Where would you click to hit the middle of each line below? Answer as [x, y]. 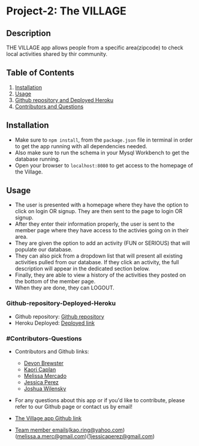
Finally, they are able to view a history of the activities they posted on [100, 275]
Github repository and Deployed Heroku [64, 100]
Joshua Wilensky [45, 389]
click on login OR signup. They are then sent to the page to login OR [99, 211]
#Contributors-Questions [44, 339]
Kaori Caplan [40, 370]
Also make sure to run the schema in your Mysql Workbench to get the [102, 152]
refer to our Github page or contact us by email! [74, 407]
